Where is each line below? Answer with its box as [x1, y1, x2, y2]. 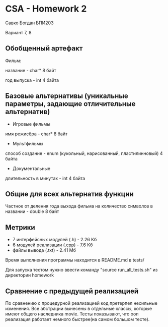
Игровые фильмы [12, 121, 50, 127]
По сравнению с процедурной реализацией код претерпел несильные [5, 300, 157, 306]
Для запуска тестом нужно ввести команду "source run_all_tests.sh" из [5, 267, 158, 273]
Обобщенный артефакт [5, 44, 83, 53]
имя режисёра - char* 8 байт [5, 131, 68, 137]
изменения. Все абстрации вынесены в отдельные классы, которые [5, 306, 152, 311]
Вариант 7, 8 [5, 29, 32, 35]
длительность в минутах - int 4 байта [5, 175, 86, 181]
